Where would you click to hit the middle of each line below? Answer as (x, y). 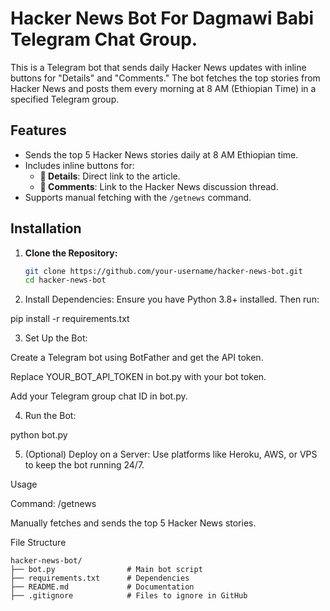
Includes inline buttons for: (79, 165)
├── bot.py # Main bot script (106, 570)
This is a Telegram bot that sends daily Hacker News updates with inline (158, 67)
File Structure (38, 543)
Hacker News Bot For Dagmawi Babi (162, 18)
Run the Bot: (50, 416)
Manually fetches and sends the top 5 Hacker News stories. (133, 523)
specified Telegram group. (65, 99)
